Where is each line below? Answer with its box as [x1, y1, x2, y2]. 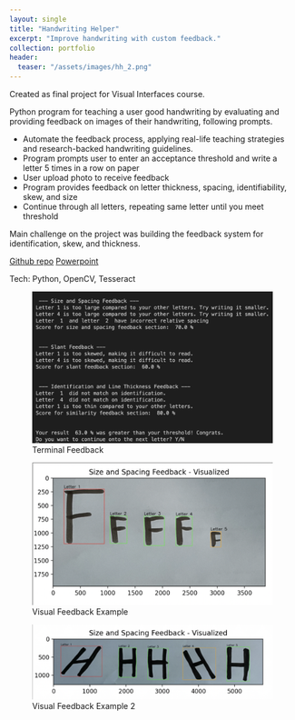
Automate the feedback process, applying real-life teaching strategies [22, 134, 285, 145]
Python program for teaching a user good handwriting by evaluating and [9, 106, 280, 117]
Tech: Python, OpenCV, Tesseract [9, 274, 136, 284]
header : [9, 53, 39, 63]
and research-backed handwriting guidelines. [22, 144, 193, 154]
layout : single [9, 15, 67, 24]
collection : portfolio [9, 44, 95, 53]
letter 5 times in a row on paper [22, 163, 140, 173]
